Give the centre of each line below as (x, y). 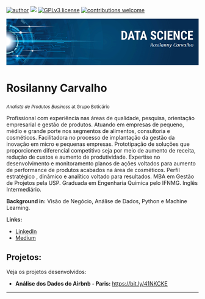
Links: (14, 220)
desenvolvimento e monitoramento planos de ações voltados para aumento (101, 164)
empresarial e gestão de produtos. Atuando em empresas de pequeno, (95, 124)
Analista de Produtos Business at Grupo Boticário (58, 107)
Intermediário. (24, 190)
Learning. (18, 208)
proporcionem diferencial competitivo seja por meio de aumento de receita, (101, 151)
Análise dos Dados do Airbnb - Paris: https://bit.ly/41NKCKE (91, 284)
